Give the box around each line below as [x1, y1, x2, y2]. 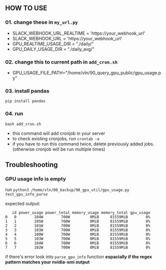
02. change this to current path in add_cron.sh [5, 58, 118, 65]
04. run [5, 110, 23, 117]
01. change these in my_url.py [5, 19, 78, 26]
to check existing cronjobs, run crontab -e [12, 135, 100, 141]
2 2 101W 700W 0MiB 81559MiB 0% [5, 223, 151, 228]
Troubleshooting [5, 160, 58, 169]
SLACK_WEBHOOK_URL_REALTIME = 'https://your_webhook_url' [12, 30, 146, 36]
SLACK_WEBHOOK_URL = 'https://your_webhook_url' [12, 35, 122, 41]
